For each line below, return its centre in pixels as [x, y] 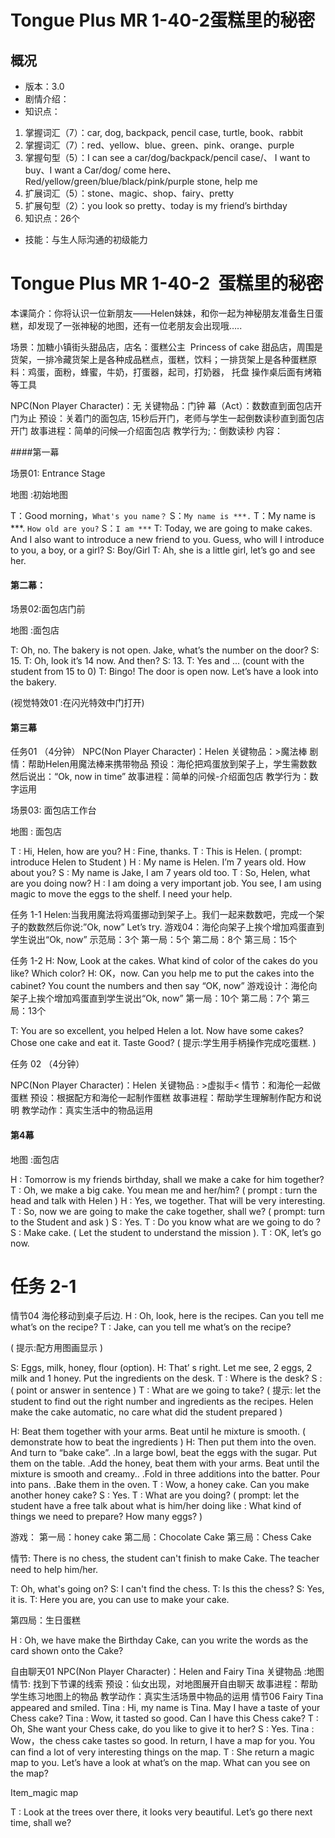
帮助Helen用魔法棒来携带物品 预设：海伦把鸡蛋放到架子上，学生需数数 [172, 764]
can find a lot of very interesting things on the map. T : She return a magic [162, 1752]
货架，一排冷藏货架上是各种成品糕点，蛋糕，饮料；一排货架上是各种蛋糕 [159, 359]
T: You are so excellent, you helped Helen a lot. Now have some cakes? [157, 1031]
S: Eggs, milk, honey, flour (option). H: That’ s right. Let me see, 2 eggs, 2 [161, 1368]
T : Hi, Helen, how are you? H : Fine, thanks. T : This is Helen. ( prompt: [156, 852]
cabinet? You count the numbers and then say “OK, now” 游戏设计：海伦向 [164, 986]
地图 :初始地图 [39, 494]
